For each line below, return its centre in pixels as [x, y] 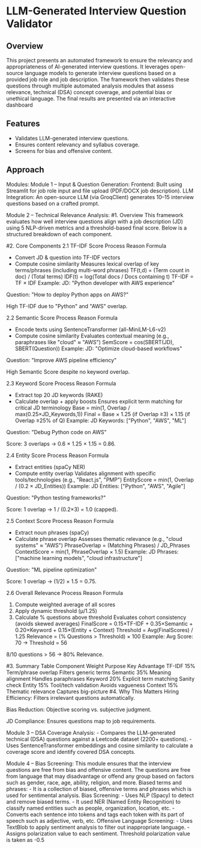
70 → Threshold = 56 [41, 642]
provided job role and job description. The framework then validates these [98, 79]
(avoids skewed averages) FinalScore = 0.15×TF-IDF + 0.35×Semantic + [104, 623]
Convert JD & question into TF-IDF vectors [67, 257]
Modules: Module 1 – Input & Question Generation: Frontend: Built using [94, 184]
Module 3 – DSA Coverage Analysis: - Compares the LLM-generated [91, 732]
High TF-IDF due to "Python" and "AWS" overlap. [67, 306]
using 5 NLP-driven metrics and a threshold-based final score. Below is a [97, 228]
